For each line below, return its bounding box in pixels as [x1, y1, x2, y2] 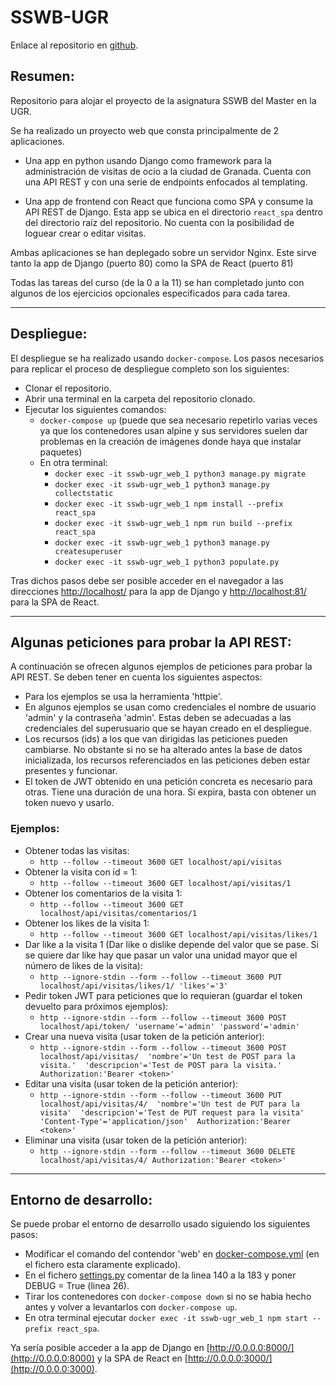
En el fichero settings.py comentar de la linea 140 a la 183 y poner [24, 1269, 297, 1281]
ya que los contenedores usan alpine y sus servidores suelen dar [39, 424, 308, 436]
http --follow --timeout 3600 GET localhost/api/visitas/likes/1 [39, 929, 318, 940]
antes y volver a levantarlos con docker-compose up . [24, 1301, 238, 1313]
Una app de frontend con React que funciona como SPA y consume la [24, 195, 314, 207]
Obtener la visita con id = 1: [24, 866, 138, 878]
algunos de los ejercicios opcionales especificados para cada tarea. [10, 287, 291, 299]
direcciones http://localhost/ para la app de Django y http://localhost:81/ [10, 585, 307, 597]
